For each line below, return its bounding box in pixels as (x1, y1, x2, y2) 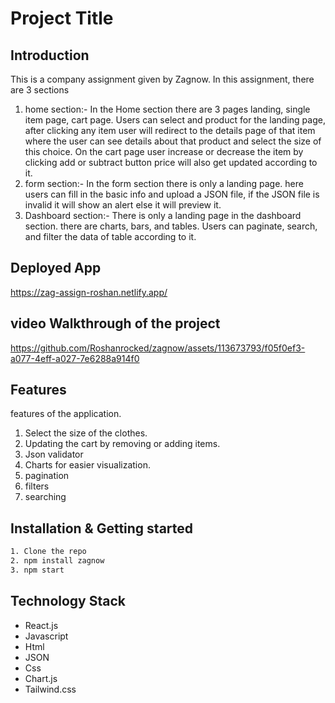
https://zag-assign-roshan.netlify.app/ (10, 286, 168, 298)
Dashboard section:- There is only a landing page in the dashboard (24, 210, 302, 221)
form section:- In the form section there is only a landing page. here (24, 178, 304, 189)
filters (24, 480, 50, 492)
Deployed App (10, 260, 102, 277)
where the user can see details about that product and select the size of (24, 135, 322, 147)
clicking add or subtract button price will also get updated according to (24, 157, 318, 168)
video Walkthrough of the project (10, 315, 221, 332)
